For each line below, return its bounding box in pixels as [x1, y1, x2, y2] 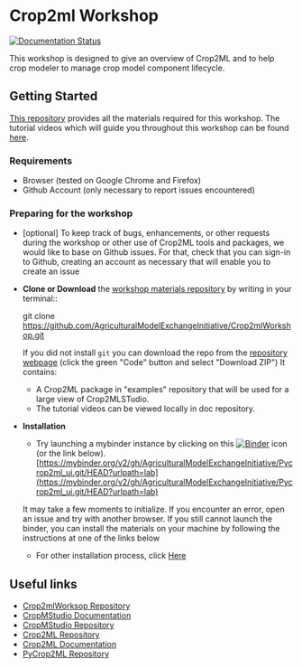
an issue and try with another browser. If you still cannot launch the [22, 513, 273, 524]
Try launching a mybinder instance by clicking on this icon [35, 438, 288, 449]
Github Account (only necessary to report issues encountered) [22, 184, 255, 195]
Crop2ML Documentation [22, 639, 117, 650]
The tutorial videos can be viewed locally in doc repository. [35, 403, 255, 414]
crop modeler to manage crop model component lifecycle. [9, 62, 225, 73]
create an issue [22, 266, 80, 277]
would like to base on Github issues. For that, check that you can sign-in [22, 247, 291, 258]
